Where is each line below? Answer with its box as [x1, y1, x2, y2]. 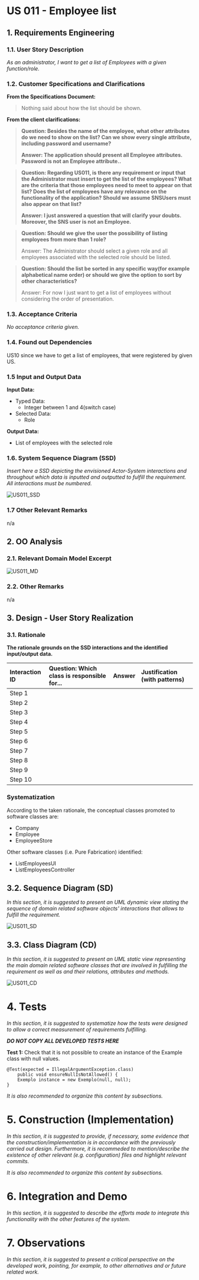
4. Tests [6, 1000, 47, 1014]
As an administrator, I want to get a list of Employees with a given [6, 58, 167, 66]
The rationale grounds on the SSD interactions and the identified [6, 644, 168, 651]
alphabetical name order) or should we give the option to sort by [21, 272, 182, 279]
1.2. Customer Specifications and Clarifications [6, 80, 145, 88]
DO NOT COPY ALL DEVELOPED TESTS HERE [6, 1037, 119, 1044]
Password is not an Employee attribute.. [21, 158, 122, 165]
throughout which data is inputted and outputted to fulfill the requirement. [6, 474, 187, 481]
